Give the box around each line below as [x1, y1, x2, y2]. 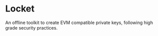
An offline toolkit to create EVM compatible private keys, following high [5, 19, 153, 25]
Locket [5, 3, 35, 14]
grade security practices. [5, 24, 58, 30]
